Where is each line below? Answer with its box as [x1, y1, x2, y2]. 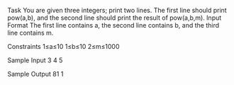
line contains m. [7, 28, 54, 37]
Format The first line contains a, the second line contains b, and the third [7, 21, 220, 29]
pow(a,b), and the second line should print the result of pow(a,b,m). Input [7, 13, 222, 22]
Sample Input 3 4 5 [7, 56, 63, 64]
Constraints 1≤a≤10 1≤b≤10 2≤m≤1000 [7, 42, 120, 50]
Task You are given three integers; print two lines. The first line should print [7, 6, 227, 14]
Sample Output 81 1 [7, 70, 64, 78]
